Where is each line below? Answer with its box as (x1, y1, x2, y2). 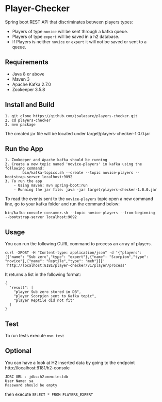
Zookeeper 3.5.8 (12, 86, 45, 92)
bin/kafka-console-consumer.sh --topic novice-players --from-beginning (5, 210, 155, 216)
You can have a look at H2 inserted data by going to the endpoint (5, 360, 135, 365)
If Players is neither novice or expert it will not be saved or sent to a (12, 38, 147, 44)
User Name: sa (5, 378, 34, 384)
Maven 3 (12, 76, 30, 82)
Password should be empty (5, 383, 57, 387)
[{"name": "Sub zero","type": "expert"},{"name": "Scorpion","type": (5, 255, 149, 259)
